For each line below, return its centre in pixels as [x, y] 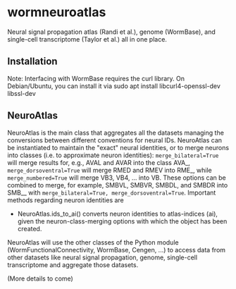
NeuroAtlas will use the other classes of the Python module [93, 242]
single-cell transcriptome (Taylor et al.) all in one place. [87, 39]
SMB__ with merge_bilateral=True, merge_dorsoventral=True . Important [112, 192]
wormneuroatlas [57, 12]
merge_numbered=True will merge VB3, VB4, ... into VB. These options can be [117, 178]
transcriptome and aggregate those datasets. [73, 264]
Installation [32, 62]
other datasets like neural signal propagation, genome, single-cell [103, 257]
